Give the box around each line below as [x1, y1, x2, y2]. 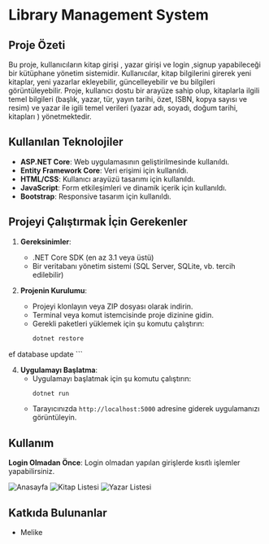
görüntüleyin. [32, 413, 77, 423]
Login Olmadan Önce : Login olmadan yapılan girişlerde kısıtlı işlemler [8, 458, 241, 467]
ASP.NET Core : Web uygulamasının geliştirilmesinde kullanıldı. [20, 156, 230, 166]
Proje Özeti [8, 38, 66, 52]
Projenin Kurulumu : [20, 285, 88, 295]
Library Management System [8, 6, 209, 24]
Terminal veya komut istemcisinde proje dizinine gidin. [32, 309, 214, 319]
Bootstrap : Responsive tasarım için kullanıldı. [20, 191, 172, 201]
